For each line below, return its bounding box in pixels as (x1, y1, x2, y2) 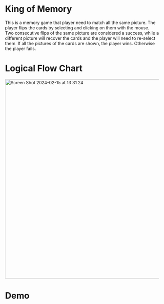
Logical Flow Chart (5, 63, 83, 74)
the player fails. (5, 46, 36, 51)
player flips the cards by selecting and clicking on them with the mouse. (5, 24, 150, 30)
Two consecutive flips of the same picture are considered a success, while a (5, 30, 159, 36)
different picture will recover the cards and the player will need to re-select (5, 35, 156, 41)
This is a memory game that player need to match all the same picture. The (5, 20, 156, 25)
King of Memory (5, 3, 72, 15)
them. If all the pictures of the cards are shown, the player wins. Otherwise (5, 40, 155, 46)
